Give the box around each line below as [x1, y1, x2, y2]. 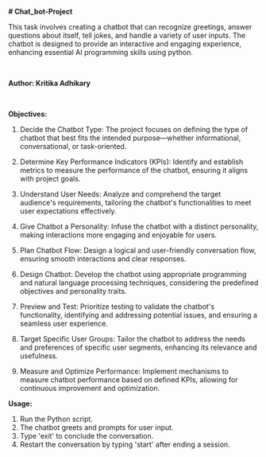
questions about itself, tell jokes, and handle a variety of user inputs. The [8, 31, 246, 40]
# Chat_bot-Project [8, 7, 73, 16]
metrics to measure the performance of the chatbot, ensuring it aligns [19, 166, 249, 174]
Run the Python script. [19, 414, 94, 424]
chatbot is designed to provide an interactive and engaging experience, [8, 39, 242, 49]
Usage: [8, 399, 33, 408]
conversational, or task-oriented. [19, 142, 127, 150]
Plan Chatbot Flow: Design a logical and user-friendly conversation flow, [19, 246, 256, 255]
